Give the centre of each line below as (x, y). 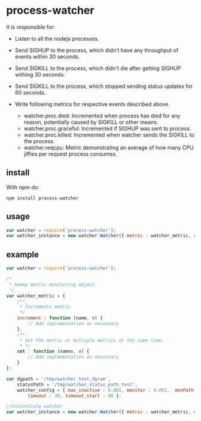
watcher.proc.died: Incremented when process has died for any (102, 116)
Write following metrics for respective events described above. (92, 104)
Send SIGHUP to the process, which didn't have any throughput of (96, 50)
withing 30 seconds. (40, 74)
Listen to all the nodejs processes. (57, 38)
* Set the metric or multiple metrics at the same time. (92, 340)
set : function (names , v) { (53, 352)
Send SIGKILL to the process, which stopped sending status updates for (104, 86)
